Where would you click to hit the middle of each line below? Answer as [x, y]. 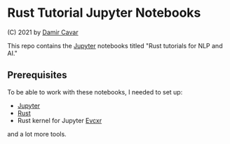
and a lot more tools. [37, 134]
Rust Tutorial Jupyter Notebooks [104, 13]
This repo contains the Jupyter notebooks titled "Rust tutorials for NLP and [115, 45]
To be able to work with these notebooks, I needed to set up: [95, 92]
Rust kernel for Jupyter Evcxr [60, 120]
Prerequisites [37, 75]
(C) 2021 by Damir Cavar [43, 32]
